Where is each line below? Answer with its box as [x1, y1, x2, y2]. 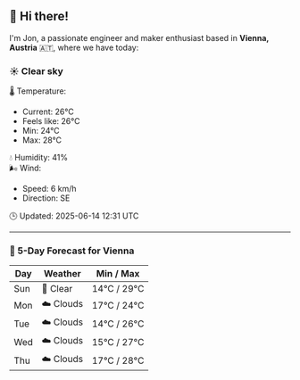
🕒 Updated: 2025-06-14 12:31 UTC [9, 211, 139, 221]
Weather [43, 268, 82, 280]
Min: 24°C [21, 126, 60, 136]
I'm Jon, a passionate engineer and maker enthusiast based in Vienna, [9, 32, 270, 43]
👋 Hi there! [9, 9, 70, 24]
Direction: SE [21, 193, 71, 203]
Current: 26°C [21, 106, 74, 117]
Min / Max [96, 268, 140, 280]
